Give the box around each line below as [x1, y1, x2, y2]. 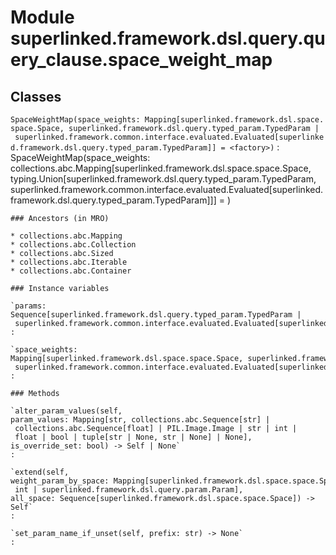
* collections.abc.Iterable [10, 257, 128, 267]
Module [10, 6, 75, 29]
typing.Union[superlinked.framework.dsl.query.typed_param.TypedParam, [10, 173, 317, 185]
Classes [10, 88, 62, 105]
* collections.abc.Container [10, 266, 132, 276]
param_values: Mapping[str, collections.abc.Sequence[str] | [10, 415, 271, 425]
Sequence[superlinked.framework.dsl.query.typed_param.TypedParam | [10, 310, 302, 320]
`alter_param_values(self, [10, 406, 123, 416]
